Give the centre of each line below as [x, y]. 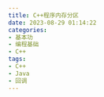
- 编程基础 [24, 45]
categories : [28, 30]
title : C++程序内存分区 [43, 15]
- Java [19, 74]
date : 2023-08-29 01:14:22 [52, 23]
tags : [17, 59]
